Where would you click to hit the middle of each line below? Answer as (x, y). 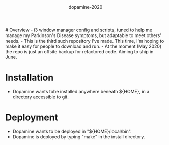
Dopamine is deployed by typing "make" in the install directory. (79, 137)
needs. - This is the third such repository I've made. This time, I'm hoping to (85, 41)
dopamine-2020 (86, 7)
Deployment (32, 117)
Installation (30, 78)
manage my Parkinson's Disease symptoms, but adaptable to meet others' (83, 35)
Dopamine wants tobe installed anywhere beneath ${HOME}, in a (81, 91)
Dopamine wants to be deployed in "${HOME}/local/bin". (72, 131)
